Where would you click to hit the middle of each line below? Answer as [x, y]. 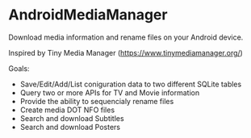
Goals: [19, 68]
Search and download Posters [70, 127]
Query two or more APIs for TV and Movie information [110, 92]
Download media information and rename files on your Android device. [126, 37]
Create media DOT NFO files [67, 110]
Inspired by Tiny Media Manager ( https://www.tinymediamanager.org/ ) [126, 52]
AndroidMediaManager [88, 15]
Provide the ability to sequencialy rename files [97, 101]
